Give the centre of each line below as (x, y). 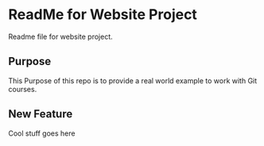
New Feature (41, 114)
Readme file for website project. (60, 36)
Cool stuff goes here (42, 133)
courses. (23, 89)
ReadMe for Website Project (103, 15)
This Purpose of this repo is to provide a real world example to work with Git (133, 80)
